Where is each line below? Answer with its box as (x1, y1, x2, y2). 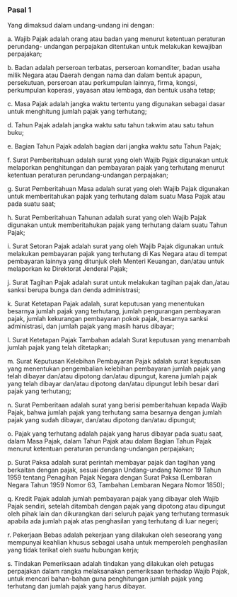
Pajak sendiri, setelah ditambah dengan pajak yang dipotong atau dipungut (7, 502, 226, 511)
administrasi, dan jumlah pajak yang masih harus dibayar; (7, 322, 175, 330)
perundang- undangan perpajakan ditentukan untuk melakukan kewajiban (7, 42, 223, 51)
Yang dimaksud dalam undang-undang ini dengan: (7, 21, 154, 30)
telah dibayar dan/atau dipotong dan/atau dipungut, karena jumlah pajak (7, 372, 218, 381)
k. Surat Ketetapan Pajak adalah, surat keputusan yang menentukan (7, 299, 205, 308)
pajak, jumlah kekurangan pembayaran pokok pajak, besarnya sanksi (7, 315, 209, 323)
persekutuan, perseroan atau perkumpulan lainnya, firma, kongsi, (7, 79, 198, 87)
